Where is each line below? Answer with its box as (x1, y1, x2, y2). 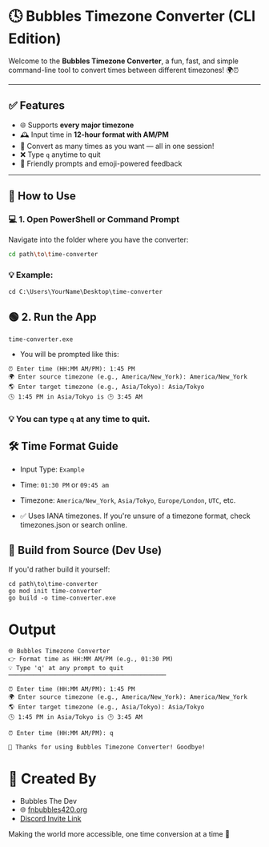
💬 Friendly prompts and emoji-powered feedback (19, 159, 183, 168)
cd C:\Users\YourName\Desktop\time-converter (8, 287, 163, 295)
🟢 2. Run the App (8, 311, 97, 323)
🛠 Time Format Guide (8, 439, 118, 453)
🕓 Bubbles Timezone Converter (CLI (8, 7, 256, 26)
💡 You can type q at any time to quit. (8, 414, 151, 425)
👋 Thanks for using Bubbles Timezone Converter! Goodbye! (8, 743, 206, 751)
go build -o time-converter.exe (8, 594, 116, 602)
